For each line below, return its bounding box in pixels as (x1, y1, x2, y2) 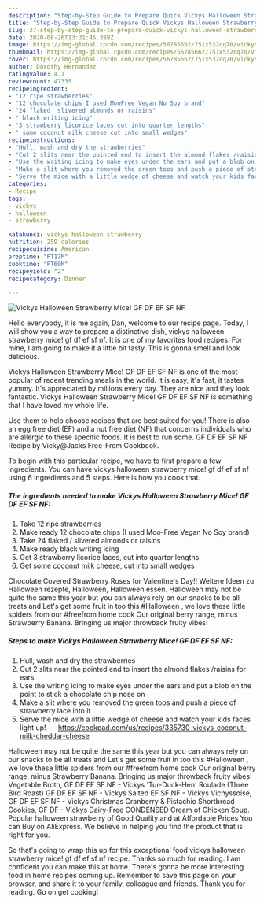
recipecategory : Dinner (8, 275, 86, 283)
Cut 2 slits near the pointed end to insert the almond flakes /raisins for (19, 665, 246, 674)
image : (8, 41, 30, 49)
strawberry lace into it (19, 706, 91, 716)
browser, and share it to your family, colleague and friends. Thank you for (8, 879, 246, 888)
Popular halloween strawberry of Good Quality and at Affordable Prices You (8, 813, 253, 823)
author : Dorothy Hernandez (8, 63, 97, 71)
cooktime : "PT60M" (8, 260, 68, 268)
